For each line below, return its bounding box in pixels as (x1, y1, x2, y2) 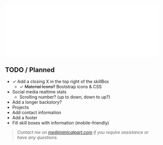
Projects (12, 105, 29, 110)
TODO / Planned (5, 66, 55, 74)
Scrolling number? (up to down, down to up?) (19, 94, 111, 100)
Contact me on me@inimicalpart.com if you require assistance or (17, 129, 149, 135)
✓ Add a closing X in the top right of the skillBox (12, 79, 109, 85)
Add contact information (12, 109, 61, 115)
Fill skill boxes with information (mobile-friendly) (12, 120, 109, 126)
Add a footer (12, 115, 38, 121)
